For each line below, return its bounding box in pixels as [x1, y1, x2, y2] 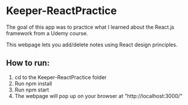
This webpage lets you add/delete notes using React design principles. [6, 41, 178, 48]
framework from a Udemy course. [6, 29, 88, 36]
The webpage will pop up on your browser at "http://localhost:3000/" [14, 92, 183, 99]
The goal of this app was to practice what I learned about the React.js [6, 23, 174, 31]
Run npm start [14, 86, 49, 93]
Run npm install [14, 80, 52, 87]
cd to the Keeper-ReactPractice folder [14, 73, 107, 80]
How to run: [6, 58, 50, 68]
